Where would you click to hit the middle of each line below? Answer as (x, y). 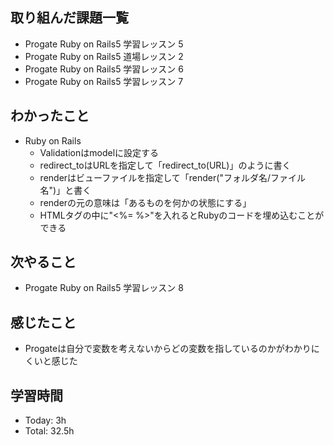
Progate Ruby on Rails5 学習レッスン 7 (104, 81)
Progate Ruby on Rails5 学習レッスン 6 (104, 69)
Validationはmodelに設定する (99, 152)
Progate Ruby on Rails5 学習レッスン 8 (104, 288)
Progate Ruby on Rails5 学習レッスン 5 (104, 44)
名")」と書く (65, 190)
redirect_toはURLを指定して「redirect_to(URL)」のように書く (165, 165)
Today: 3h (45, 420)
